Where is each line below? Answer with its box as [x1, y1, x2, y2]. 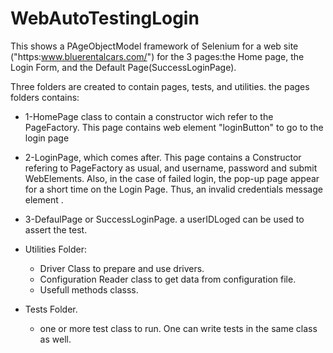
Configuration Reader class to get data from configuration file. [39, 273, 297, 285]
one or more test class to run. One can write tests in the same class [39, 322, 318, 334]
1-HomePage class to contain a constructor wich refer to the [24, 110, 274, 122]
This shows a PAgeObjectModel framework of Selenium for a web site [10, 40, 299, 52]
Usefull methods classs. [39, 283, 139, 296]
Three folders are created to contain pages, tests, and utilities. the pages [10, 80, 310, 92]
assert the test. [24, 223, 88, 236]
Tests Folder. [24, 303, 78, 315]
